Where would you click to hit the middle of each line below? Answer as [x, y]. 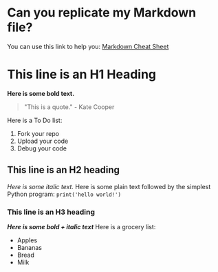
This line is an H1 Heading [82, 75]
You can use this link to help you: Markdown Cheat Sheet [88, 46]
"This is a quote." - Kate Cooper [69, 107]
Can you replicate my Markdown [102, 13]
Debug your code [42, 148]
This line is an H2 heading [64, 170]
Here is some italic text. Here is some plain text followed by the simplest [109, 186]
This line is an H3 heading [51, 212]
